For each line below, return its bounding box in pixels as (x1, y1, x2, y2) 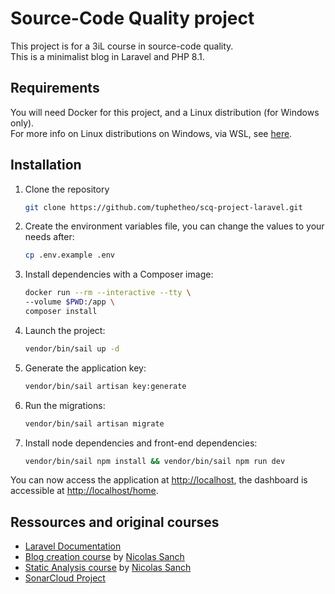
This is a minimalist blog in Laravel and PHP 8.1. (10, 50, 205, 62)
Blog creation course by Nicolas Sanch (24, 551, 185, 563)
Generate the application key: (24, 362, 147, 374)
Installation (10, 157, 82, 174)
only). (10, 117, 35, 129)
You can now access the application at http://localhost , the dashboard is (10, 474, 308, 486)
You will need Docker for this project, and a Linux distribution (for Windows (10, 106, 320, 118)
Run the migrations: (24, 399, 106, 411)
